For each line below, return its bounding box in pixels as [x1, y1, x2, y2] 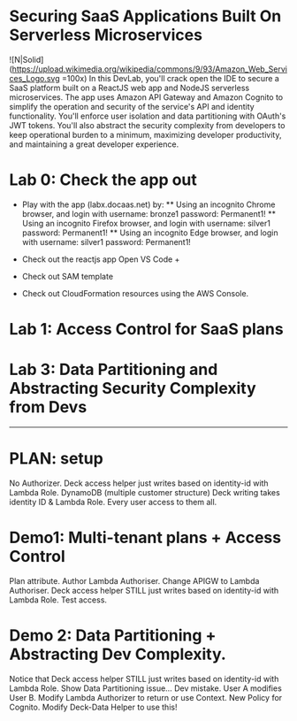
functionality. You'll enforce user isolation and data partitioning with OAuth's [9, 111, 286, 121]
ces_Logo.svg [9, 73, 60, 83]
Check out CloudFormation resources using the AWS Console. [21, 288, 249, 298]
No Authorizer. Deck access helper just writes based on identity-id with [9, 478, 269, 488]
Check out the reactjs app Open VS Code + [21, 254, 180, 265]
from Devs [9, 397, 88, 418]
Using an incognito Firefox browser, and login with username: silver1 [21, 218, 271, 228]
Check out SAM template [21, 271, 113, 281]
